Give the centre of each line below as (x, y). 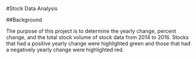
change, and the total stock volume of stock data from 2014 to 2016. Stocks (97, 37)
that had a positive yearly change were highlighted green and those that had (98, 44)
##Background (24, 20)
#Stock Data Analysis (32, 8)
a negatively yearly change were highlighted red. (65, 50)
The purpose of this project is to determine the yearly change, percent (91, 31)
